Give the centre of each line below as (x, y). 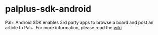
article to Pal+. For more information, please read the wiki (63, 27)
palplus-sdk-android (48, 9)
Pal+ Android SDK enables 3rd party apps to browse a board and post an (79, 22)
